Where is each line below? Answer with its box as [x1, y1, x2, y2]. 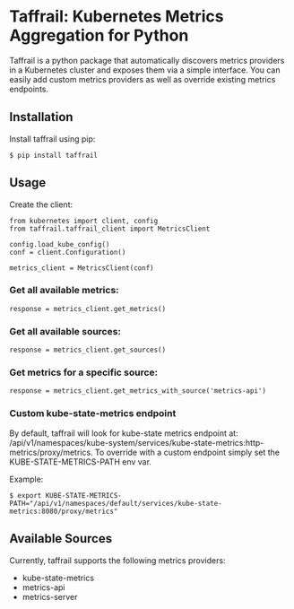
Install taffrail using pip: [9, 133, 96, 144]
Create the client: [9, 199, 73, 210]
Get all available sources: [9, 325, 121, 337]
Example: [9, 474, 44, 484]
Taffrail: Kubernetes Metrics [9, 6, 224, 27]
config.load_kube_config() [9, 239, 110, 248]
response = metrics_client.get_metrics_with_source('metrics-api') [9, 387, 267, 396]
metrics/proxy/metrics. [9, 447, 93, 457]
